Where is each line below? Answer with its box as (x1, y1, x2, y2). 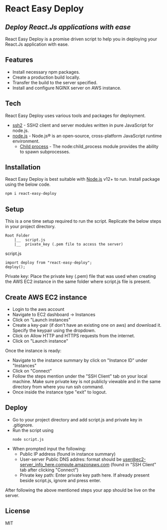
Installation (5, 163, 41, 172)
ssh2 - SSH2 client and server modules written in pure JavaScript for (12, 122, 154, 128)
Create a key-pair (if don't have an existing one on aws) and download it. (12, 322, 162, 328)
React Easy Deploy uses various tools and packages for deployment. (5, 113, 146, 119)
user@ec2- (122, 456, 146, 462)
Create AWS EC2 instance (5, 293, 87, 301)
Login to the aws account (12, 306, 65, 312)
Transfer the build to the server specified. (12, 79, 98, 85)
